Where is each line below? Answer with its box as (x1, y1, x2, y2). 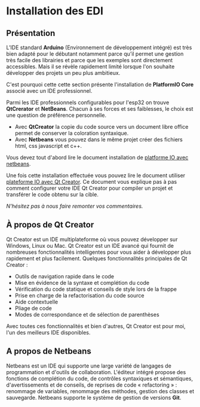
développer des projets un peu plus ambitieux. (6, 69, 121, 76)
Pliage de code (14, 304, 52, 312)
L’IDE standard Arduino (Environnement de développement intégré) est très (6, 44, 192, 51)
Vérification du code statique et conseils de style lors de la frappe (14, 285, 177, 293)
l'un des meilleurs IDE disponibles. (6, 329, 91, 336)
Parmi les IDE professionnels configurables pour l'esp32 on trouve (6, 99, 170, 106)
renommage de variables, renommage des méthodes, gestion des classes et (6, 387, 195, 394)
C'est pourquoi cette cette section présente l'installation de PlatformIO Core (6, 81, 194, 88)
